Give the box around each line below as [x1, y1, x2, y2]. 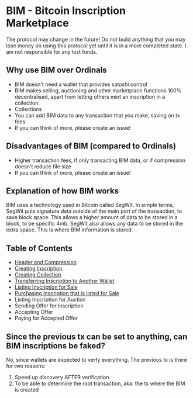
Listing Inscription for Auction [14, 296, 86, 303]
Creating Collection [14, 271, 61, 278]
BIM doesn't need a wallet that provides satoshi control [14, 81, 147, 88]
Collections [14, 105, 42, 112]
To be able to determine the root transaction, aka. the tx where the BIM [14, 380, 185, 387]
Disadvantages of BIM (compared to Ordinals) [6, 141, 177, 151]
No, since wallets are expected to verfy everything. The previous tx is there [6, 357, 187, 363]
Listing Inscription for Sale [14, 283, 78, 290]
